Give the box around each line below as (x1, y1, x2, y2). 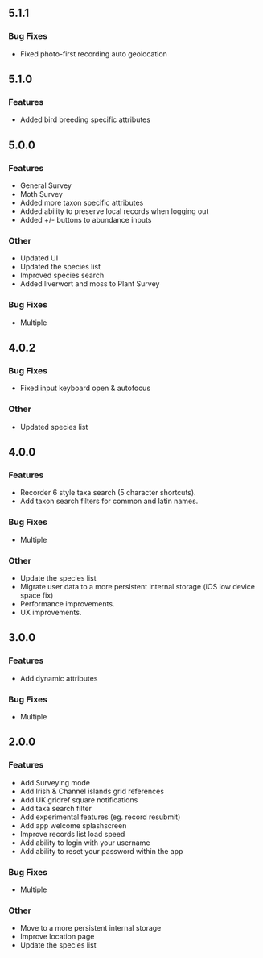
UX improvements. (19, 607, 82, 617)
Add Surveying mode (19, 777, 91, 787)
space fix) (19, 590, 54, 600)
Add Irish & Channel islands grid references (19, 786, 165, 796)
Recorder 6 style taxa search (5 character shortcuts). (19, 488, 196, 498)
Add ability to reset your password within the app (19, 846, 183, 856)
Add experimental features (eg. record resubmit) (19, 812, 181, 822)
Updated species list (19, 422, 88, 431)
